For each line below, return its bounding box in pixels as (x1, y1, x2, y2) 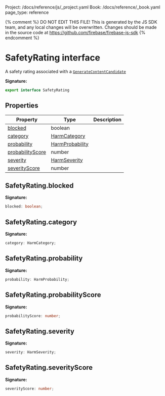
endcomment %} (5, 35, 40, 41)
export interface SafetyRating (5, 88, 70, 93)
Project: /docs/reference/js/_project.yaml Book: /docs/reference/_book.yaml (5, 4, 161, 10)
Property (16, 116, 38, 123)
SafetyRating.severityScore (5, 363, 93, 372)
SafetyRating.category (5, 218, 78, 226)
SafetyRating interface (5, 52, 100, 63)
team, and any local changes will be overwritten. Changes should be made (5, 24, 157, 30)
